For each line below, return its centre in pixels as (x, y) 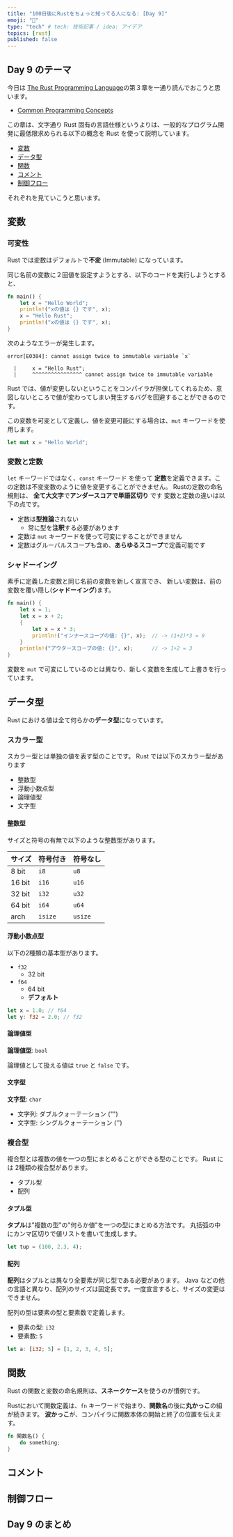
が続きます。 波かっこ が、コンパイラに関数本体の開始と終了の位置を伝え (111, 1414)
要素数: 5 (30, 1336)
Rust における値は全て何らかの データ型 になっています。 (87, 720)
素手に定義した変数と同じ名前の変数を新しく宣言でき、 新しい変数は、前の (114, 582)
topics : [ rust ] (29, 33)
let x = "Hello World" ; (54, 303)
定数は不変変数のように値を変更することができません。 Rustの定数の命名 (118, 487)
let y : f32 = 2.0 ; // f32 (45, 1017)
